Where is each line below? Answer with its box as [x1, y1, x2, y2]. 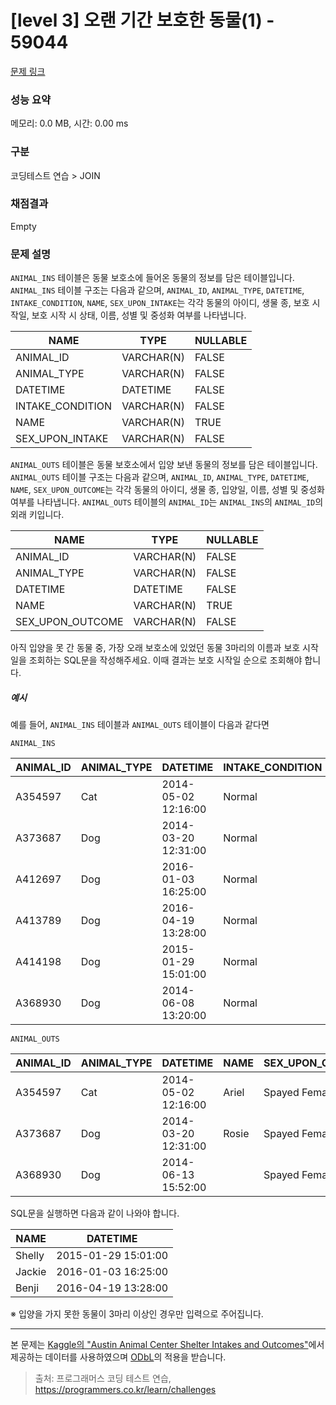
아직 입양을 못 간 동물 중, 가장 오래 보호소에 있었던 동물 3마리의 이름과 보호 [10, 642, 301, 654]
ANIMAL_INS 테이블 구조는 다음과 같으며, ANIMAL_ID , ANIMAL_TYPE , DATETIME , [10, 284, 305, 296]
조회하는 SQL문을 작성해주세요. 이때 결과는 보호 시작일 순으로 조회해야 [28, 654, 303, 666]
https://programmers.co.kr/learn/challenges [34, 1384, 217, 1396]
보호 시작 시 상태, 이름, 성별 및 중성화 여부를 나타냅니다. [31, 309, 247, 321]
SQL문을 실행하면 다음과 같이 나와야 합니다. [10, 1207, 180, 1220]
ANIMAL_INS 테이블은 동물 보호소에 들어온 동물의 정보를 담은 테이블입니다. [10, 272, 295, 284]
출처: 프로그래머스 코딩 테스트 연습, [34, 1372, 172, 1385]
